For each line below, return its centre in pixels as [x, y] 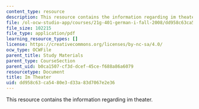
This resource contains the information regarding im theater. [79, 100]
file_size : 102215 [29, 28]
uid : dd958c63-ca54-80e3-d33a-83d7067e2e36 [61, 83]
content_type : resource [36, 11]
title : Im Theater [29, 77]
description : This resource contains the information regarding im [91, 17]
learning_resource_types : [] [42, 39]
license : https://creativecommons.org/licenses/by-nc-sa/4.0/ [84, 45]
